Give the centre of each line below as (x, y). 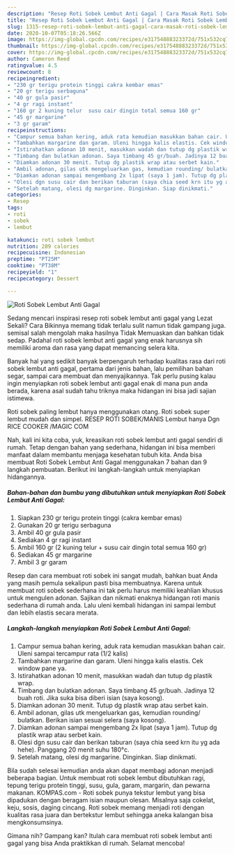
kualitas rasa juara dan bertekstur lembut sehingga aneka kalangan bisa (110, 814)
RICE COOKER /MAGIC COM (48, 426)
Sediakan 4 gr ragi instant (54, 539)
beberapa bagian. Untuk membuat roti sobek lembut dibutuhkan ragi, (106, 777)
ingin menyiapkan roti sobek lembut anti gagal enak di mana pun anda (108, 383)
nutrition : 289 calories (43, 246)
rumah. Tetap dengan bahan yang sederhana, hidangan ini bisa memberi (111, 447)
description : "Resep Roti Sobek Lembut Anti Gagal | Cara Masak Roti (110, 14)
